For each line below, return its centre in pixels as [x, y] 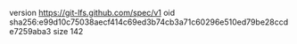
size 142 [68, 31]
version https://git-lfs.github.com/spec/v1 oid [92, 13]
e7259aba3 [30, 31]
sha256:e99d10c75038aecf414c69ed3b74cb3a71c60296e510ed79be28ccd [149, 22]
